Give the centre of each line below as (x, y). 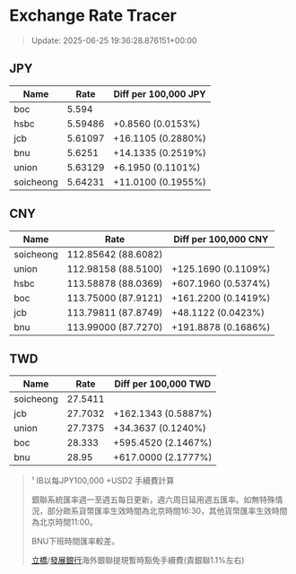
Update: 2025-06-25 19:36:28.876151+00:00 (114, 40)
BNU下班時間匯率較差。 (75, 541)
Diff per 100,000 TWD (163, 384)
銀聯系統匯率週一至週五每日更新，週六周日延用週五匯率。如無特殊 (153, 500)
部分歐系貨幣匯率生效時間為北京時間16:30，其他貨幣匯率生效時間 (167, 511)
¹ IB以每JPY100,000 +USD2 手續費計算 (103, 481)
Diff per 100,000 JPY (160, 93)
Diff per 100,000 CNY (221, 239)
